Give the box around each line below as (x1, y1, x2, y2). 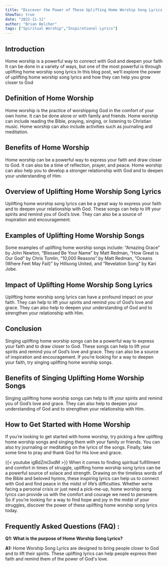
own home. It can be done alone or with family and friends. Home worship (5, 113, 158, 119)
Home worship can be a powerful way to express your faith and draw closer (5, 156, 162, 163)
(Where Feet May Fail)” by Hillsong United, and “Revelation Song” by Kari (5, 261, 156, 267)
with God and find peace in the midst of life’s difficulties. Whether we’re (5, 481, 153, 487)
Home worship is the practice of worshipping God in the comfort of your (5, 107, 154, 113)
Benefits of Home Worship (5, 143, 89, 152)
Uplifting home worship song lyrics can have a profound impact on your (5, 294, 153, 300)
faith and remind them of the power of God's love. (5, 556, 109, 562)
